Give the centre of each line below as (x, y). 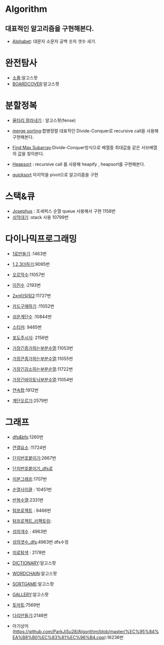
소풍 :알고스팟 (25, 78)
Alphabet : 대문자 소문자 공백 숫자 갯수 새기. (54, 41)
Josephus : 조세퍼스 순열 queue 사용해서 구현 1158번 (64, 211)
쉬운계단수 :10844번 (32, 317)
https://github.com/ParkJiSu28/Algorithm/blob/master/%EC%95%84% (86, 631)
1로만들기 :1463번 (29, 253)
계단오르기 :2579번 (30, 401)
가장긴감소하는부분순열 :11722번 (42, 369)
